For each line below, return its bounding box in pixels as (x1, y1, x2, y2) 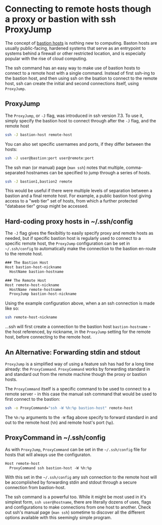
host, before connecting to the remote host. (5, 334, 92, 340)
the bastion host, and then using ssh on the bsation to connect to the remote (5, 75, 158, 81)
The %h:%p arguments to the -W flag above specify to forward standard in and (5, 414, 158, 420)
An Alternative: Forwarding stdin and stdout (5, 348, 140, 356)
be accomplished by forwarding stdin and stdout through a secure (5, 479, 137, 485)
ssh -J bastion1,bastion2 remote (5, 179, 73, 184)
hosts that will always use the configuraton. (5, 452, 92, 457)
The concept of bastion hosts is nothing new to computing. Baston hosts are (5, 40, 157, 46)
